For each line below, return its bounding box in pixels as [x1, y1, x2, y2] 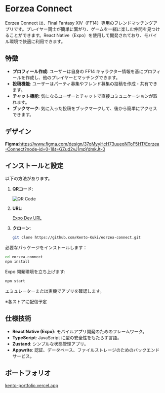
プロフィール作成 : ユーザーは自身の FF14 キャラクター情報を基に [12, 68, 144, 74]
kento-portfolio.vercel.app [5, 382, 58, 388]
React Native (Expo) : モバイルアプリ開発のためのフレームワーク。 [12, 328, 147, 334]
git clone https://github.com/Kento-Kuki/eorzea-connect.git [12, 235, 141, 240]
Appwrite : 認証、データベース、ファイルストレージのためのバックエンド [12, 347, 160, 353]
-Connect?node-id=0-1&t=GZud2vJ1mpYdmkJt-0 [5, 146, 105, 152]
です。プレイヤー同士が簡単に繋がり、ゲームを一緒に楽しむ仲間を [13, 26, 147, 32]
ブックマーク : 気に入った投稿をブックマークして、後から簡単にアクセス [12, 105, 157, 111]
